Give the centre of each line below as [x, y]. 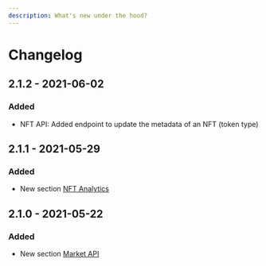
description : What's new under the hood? [78, 15]
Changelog [45, 54]
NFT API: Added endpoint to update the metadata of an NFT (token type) [139, 124]
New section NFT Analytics [65, 189]
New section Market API [59, 253]
